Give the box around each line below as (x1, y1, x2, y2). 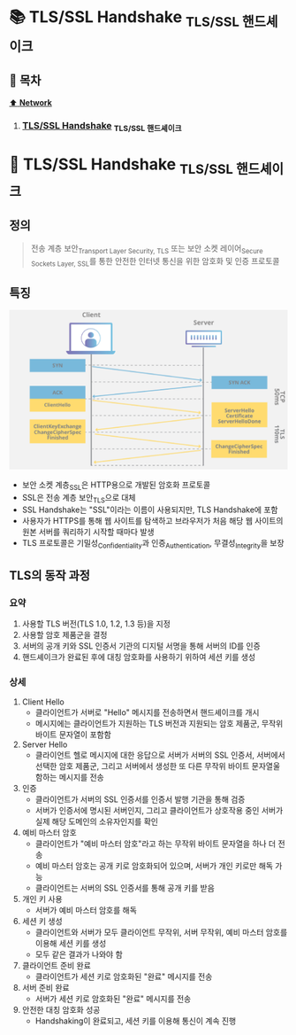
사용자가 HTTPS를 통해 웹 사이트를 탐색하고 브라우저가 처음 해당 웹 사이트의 (21, 516, 284, 526)
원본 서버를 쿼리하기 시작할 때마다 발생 (21, 526, 155, 537)
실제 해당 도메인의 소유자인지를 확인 (34, 816, 159, 827)
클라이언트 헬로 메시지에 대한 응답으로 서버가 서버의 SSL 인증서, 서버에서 (34, 750, 285, 760)
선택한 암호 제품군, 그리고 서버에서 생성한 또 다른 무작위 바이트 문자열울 (34, 761, 281, 772)
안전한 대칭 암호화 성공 (21, 1005, 101, 1016)
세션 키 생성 (21, 916, 64, 927)
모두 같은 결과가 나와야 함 (34, 949, 124, 960)
